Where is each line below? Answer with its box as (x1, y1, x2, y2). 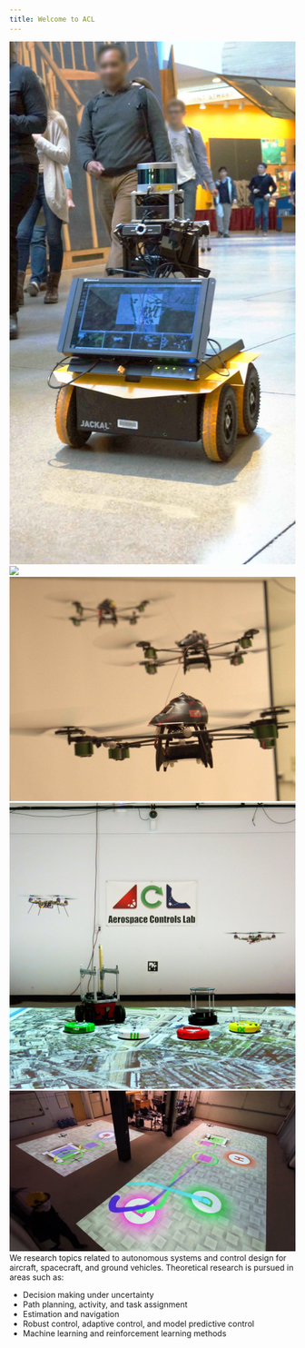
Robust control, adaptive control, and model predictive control (22, 1318, 255, 1330)
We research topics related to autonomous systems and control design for (9, 1253, 287, 1264)
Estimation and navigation (22, 1309, 120, 1320)
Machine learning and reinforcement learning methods (22, 1328, 227, 1339)
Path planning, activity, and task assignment (22, 1299, 188, 1310)
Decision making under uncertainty (22, 1290, 154, 1301)
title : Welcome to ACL (9, 15, 95, 24)
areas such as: (9, 1272, 64, 1283)
